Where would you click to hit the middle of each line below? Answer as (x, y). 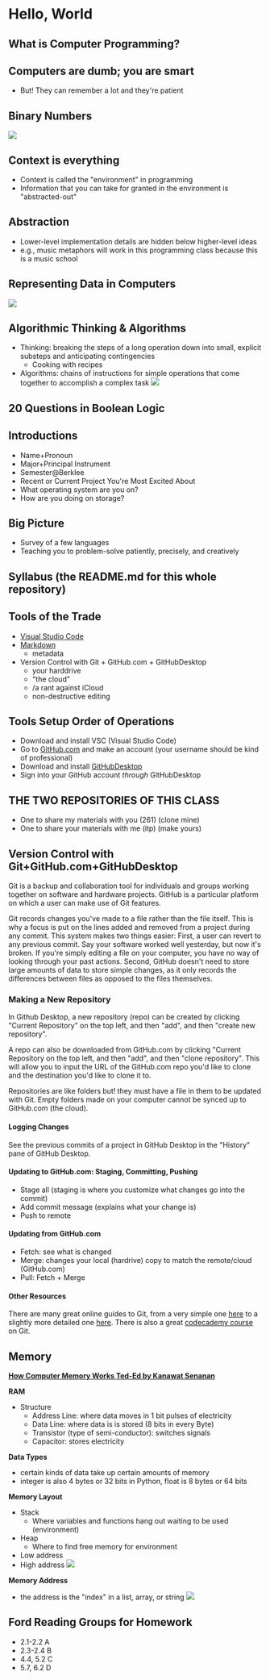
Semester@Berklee (52, 472)
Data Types (28, 1457)
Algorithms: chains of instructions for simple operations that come (130, 373)
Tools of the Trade (55, 617)
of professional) (46, 758)
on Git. (19, 1331)
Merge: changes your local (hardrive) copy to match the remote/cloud (136, 1261)
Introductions (43, 436)
